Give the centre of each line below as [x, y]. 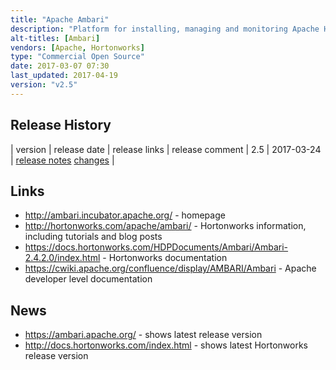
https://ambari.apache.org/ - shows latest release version [143, 335]
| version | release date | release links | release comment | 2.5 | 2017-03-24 [166, 149]
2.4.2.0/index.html [62, 258]
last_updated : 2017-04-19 [64, 76]
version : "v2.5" [44, 85]
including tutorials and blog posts [93, 237]
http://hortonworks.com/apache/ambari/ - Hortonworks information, [165, 226]
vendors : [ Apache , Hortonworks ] [77, 47]
